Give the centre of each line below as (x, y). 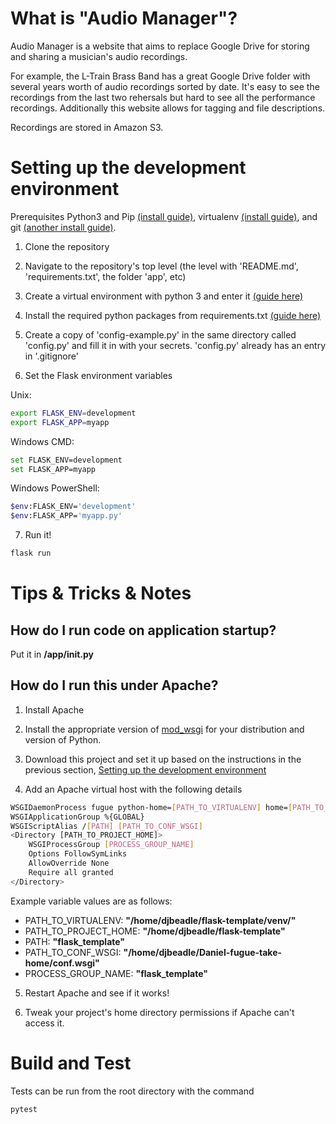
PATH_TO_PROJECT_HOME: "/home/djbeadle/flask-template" (155, 931)
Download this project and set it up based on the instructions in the (163, 759)
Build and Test (71, 1063)
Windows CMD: (42, 441)
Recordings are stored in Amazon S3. (87, 127)
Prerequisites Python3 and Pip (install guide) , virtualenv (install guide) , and (164, 216)
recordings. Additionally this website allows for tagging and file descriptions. (168, 108)
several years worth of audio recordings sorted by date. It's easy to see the (165, 86)
